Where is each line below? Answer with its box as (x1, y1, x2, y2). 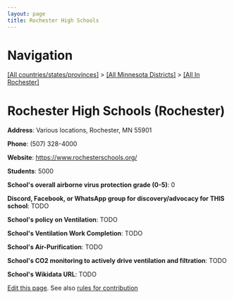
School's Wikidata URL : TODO (7, 270, 97, 279)
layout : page (7, 10, 46, 18)
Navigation (7, 47, 73, 63)
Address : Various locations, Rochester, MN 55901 (7, 126, 152, 135)
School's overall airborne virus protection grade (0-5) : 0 (7, 181, 175, 189)
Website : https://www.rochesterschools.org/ (7, 153, 137, 162)
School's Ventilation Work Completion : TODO (7, 229, 143, 238)
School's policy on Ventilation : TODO (7, 216, 118, 224)
